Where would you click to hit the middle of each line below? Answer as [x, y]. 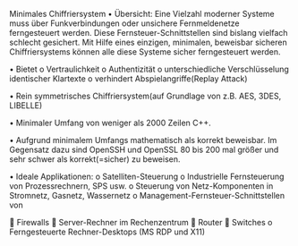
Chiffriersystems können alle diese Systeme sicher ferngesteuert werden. [145, 52]
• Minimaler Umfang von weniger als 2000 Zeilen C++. [111, 123]
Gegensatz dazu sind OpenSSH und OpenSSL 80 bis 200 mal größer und [144, 149]
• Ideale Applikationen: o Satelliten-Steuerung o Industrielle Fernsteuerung [147, 176]
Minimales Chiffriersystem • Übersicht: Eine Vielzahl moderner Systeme [142, 14]
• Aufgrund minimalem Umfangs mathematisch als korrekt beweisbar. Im [143, 140]
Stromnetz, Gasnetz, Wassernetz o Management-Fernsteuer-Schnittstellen [147, 195]
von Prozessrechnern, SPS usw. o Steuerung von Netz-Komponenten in [141, 186]
